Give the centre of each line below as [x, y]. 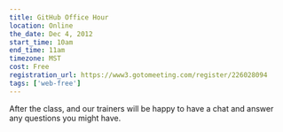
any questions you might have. [65, 118]
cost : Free [29, 67]
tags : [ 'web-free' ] [45, 83]
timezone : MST [35, 58]
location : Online [41, 26]
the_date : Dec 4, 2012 [51, 34]
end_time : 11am [37, 50]
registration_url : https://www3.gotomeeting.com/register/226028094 [138, 75]
